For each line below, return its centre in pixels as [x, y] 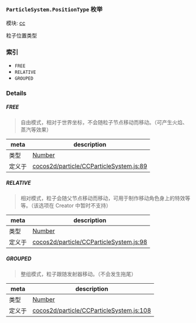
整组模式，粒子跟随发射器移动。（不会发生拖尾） [78, 274]
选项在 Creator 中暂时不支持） [75, 206]
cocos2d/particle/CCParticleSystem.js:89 [90, 166]
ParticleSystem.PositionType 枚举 [54, 9]
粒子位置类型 [21, 36]
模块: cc [16, 23]
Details [16, 93]
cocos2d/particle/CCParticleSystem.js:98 [90, 242]
